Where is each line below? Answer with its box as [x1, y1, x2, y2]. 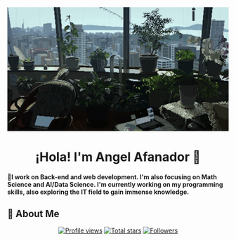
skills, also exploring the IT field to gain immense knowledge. [7, 188, 190, 196]
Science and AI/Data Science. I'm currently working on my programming [7, 180, 223, 188]
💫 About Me [7, 208, 60, 220]
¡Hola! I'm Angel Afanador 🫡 [34, 149, 202, 165]
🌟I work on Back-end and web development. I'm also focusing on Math [7, 172, 218, 181]
